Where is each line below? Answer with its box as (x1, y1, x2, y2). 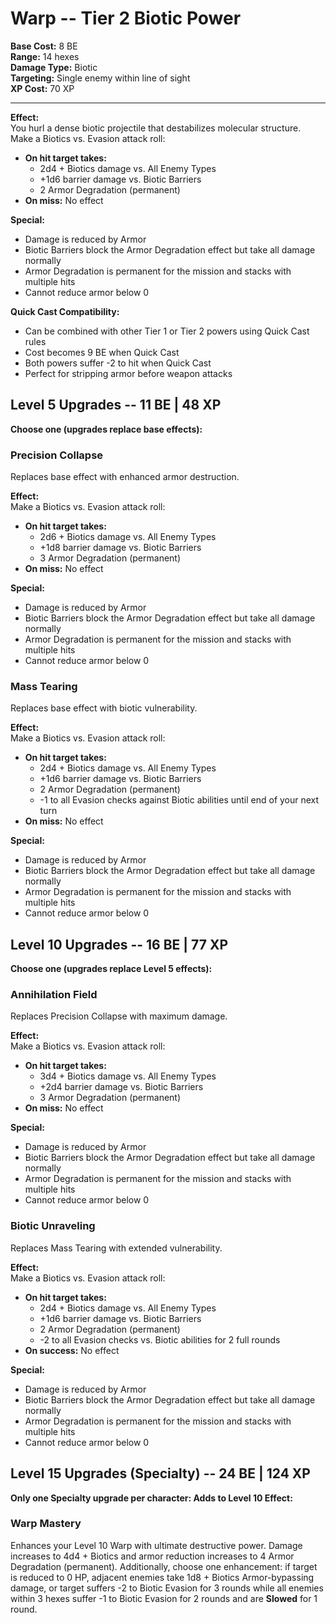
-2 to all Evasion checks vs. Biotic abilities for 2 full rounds (39, 1333, 281, 1346)
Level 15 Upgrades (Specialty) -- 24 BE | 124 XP (10, 1465, 311, 1482)
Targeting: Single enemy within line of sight (10, 72, 191, 84)
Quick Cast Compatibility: (10, 305, 120, 317)
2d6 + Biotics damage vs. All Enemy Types (39, 531, 217, 543)
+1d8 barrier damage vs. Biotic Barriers (39, 542, 202, 554)
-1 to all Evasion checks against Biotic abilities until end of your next (39, 794, 320, 806)
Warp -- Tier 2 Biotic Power (10, 7, 242, 30)
